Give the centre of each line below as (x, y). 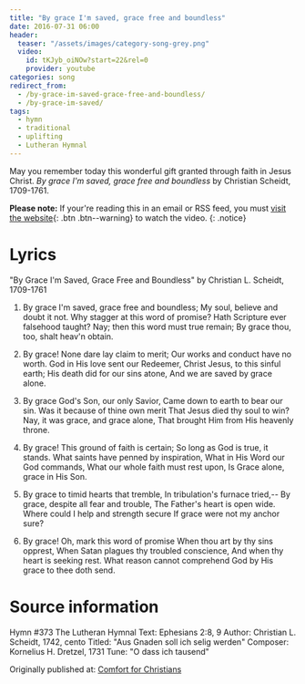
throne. (36, 430)
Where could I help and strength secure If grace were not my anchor (151, 513)
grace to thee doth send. (69, 570)
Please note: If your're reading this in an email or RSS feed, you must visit (148, 208)
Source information (84, 606)
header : (24, 35)
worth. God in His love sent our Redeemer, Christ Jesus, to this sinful (152, 363)
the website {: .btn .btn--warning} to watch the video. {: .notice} (128, 218)
